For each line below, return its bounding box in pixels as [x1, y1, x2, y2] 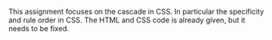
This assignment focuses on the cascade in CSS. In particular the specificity [8, 7, 265, 16]
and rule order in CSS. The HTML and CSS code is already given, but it [8, 15, 246, 25]
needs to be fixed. [8, 24, 69, 33]
